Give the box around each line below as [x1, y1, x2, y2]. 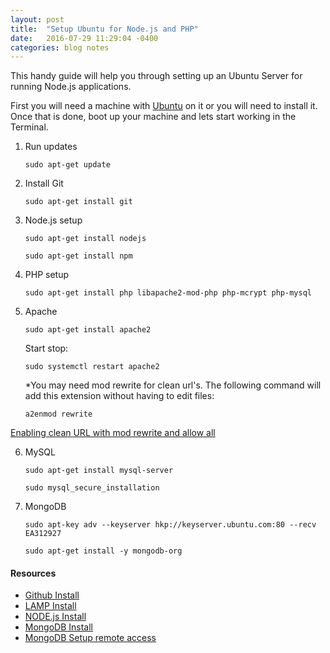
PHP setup [24, 269, 70, 281]
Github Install [24, 589, 80, 601]
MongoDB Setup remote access [24, 632, 157, 644]
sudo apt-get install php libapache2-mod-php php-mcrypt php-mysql [24, 288, 312, 298]
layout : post [10, 14, 65, 25]
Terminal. [10, 121, 49, 133]
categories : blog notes [10, 42, 110, 53]
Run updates [24, 141, 78, 153]
